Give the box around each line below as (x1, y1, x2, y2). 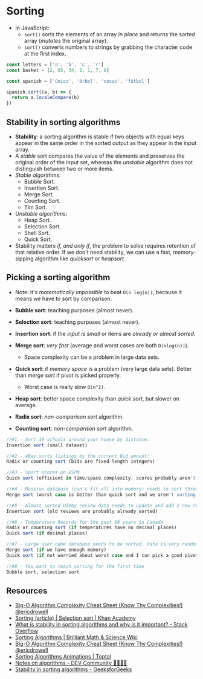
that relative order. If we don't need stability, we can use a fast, (14, 249, 172, 256)
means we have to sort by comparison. (14, 295, 112, 302)
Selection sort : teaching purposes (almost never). (14, 318, 140, 326)
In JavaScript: (14, 24, 50, 31)
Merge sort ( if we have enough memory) (6, 547, 107, 553)
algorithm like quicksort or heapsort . (34, 255, 126, 262)
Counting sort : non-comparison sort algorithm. (14, 425, 134, 432)
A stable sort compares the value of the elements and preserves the (14, 152, 185, 159)
